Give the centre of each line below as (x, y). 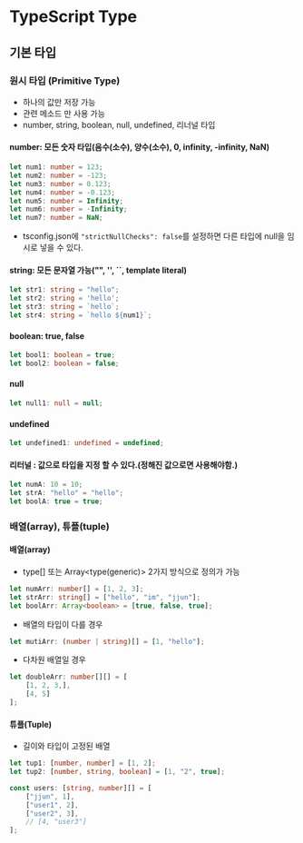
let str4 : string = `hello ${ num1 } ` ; (81, 315)
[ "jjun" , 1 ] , (50, 797)
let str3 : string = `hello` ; (64, 307)
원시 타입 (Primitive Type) (65, 81)
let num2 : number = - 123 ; (58, 175)
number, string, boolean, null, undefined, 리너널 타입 (119, 124)
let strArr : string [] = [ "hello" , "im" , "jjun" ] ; (105, 597)
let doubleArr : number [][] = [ (68, 677)
